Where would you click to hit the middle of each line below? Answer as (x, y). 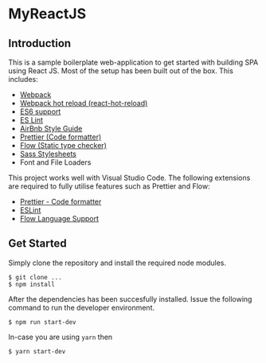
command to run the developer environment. (82, 307)
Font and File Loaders (55, 162)
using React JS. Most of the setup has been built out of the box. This (121, 71)
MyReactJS (47, 14)
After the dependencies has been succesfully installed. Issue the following (130, 299)
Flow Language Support (59, 219)
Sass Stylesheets (48, 154)
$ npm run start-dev (43, 322)
